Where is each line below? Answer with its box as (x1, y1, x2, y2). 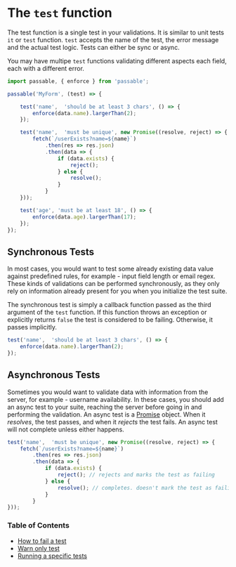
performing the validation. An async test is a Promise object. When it (7, 410, 206, 419)
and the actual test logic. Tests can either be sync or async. (7, 43, 181, 51)
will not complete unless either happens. (7, 425, 124, 434)
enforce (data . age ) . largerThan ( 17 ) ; (32, 213, 137, 221)
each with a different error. (7, 64, 84, 72)
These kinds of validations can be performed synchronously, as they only (7, 280, 220, 288)
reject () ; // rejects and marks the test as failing (57, 471, 216, 478)
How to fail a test (17, 536, 67, 545)
